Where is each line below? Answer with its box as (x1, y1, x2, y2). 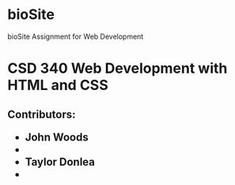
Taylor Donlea (25, 155, 96, 168)
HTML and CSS (7, 77, 108, 94)
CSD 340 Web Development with (7, 59, 228, 77)
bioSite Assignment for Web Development (7, 32, 144, 41)
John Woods (25, 130, 89, 144)
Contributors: (7, 108, 76, 121)
